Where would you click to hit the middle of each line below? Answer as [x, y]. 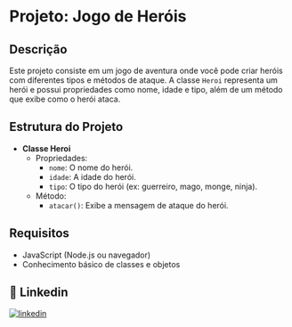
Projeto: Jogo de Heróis [98, 16]
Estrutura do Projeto [66, 127]
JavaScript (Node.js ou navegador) [86, 255]
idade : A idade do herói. [92, 176]
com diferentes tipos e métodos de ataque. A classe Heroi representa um [144, 80]
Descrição [38, 49]
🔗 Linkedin [39, 293]
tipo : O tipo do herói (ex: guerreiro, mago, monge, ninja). [153, 186]
